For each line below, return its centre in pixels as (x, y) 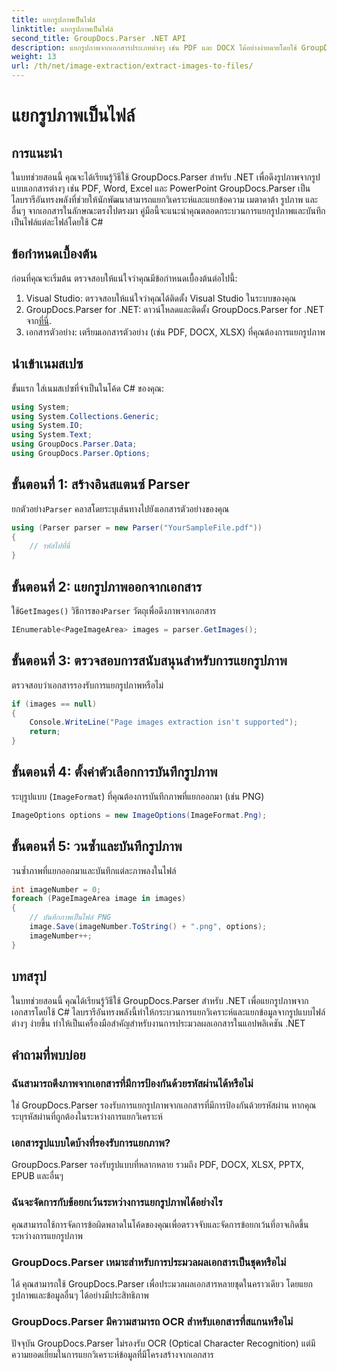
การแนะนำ (37, 152)
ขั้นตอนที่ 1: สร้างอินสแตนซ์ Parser (101, 484)
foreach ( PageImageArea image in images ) (99, 899)
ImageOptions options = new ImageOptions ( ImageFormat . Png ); (139, 815)
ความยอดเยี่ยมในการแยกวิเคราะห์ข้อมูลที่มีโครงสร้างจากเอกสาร (112, 1355)
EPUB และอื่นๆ (37, 1176)
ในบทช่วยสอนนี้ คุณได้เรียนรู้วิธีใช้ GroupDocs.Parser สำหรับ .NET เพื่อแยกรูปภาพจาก (160, 1000)
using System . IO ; (47, 426)
